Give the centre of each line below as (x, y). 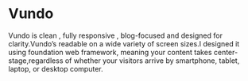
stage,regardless (36, 61)
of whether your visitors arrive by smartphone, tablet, (152, 61)
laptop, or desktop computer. (56, 68)
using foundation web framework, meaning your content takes (110, 52)
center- (226, 52)
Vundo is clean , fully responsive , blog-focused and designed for (115, 35)
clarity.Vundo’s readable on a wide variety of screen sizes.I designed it (124, 43)
